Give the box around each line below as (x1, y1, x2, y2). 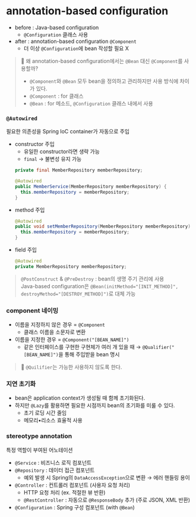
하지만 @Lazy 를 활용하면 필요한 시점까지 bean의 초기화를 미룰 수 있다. (14, 402, 175, 409)
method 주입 (14, 206, 45, 213)
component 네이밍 (6, 306, 59, 314)
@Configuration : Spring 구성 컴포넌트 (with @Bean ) (14, 503, 135, 510)
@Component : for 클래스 (29, 92, 84, 99)
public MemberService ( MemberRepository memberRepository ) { (14, 183, 167, 189)
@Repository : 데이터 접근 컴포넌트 (14, 466, 95, 474)
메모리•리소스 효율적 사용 (23, 417, 83, 424)
